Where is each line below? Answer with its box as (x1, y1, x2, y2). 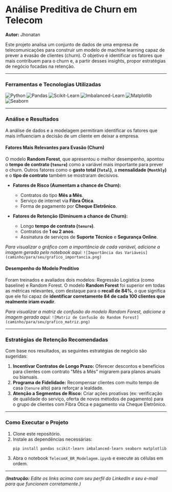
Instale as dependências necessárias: (12, 436, 93, 442)
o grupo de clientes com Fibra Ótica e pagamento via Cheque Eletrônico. (12, 401, 166, 407)
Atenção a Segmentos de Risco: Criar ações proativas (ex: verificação (12, 390, 163, 397)
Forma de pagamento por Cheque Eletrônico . (20, 203, 117, 209)
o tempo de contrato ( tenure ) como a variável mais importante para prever (5, 161, 163, 167)
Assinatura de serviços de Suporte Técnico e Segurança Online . (20, 233, 158, 240)
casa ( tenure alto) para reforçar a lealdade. (12, 385, 104, 391)
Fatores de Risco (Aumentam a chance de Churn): (12, 182, 121, 188)
